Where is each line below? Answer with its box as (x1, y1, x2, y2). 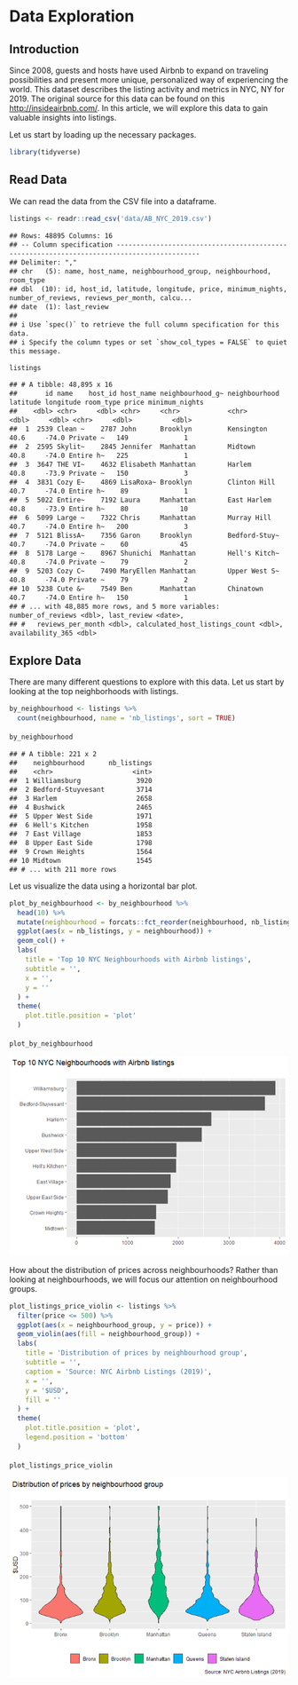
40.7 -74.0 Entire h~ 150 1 (9, 593, 189, 603)
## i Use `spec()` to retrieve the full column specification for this (9, 320, 279, 329)
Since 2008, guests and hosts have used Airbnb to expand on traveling (9, 65, 269, 75)
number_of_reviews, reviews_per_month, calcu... (9, 293, 192, 303)
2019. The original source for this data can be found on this (9, 93, 225, 104)
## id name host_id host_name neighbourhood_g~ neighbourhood (9, 389, 279, 399)
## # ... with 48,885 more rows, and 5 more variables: (9, 602, 220, 612)
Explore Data (9, 653, 82, 668)
